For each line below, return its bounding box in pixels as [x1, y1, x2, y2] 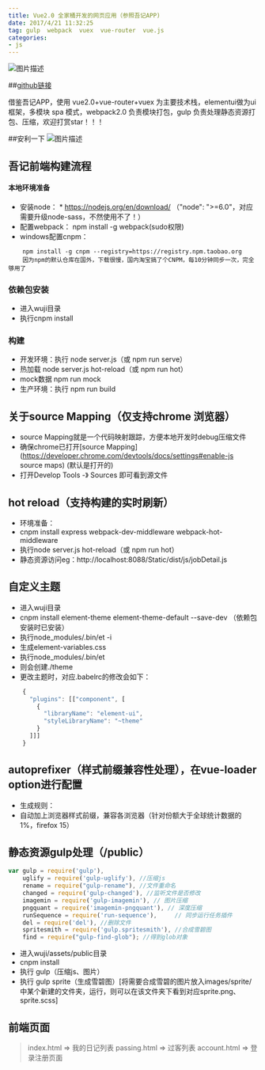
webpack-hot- [176, 527, 223, 537]
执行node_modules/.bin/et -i [19, 632, 112, 642]
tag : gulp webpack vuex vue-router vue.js [8, 26, 165, 34]
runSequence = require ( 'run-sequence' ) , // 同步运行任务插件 [22, 911, 233, 919]
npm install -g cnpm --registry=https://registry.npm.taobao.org [22, 247, 243, 256]
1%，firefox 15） [19, 820, 74, 829]
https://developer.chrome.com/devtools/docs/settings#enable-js [22, 451, 234, 461]
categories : [8, 33, 47, 42]
